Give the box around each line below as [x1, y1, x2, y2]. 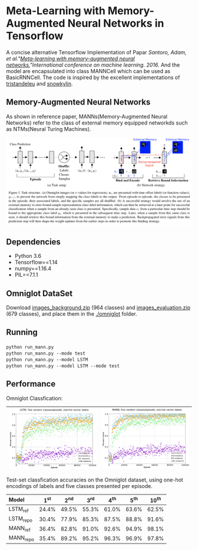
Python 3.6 [14, 253, 41, 260]
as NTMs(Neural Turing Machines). [6, 125, 91, 132]
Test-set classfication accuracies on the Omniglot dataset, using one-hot [6, 476, 184, 483]
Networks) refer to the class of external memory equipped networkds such [6, 119, 188, 126]
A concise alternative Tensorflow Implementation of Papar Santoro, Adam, [6, 48, 187, 55]
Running [6, 328, 38, 338]
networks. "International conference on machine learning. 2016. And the [6, 61, 180, 68]
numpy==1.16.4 [14, 265, 52, 272]
